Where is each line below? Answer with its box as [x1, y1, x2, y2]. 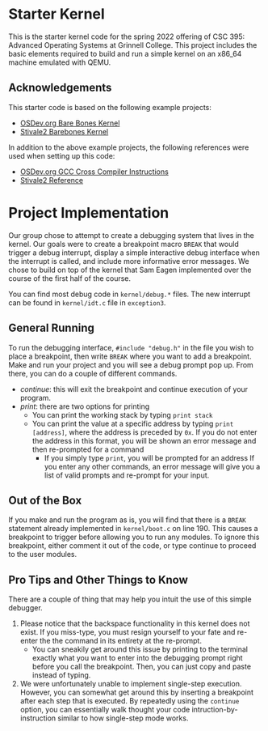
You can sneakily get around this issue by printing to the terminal [31, 644, 249, 654]
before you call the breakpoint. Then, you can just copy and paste [31, 661, 252, 672]
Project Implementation [8, 203, 170, 222]
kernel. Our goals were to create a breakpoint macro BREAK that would [8, 239, 240, 249]
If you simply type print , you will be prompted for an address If [44, 453, 255, 462]
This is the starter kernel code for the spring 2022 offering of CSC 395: [8, 32, 245, 41]
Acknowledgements [8, 81, 112, 95]
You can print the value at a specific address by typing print [31, 419, 234, 428]
